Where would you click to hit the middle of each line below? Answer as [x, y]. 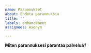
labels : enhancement [26, 23]
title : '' [15, 18]
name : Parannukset [23, 9]
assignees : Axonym [23, 27]
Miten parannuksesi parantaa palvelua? [46, 45]
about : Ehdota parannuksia [32, 14]
